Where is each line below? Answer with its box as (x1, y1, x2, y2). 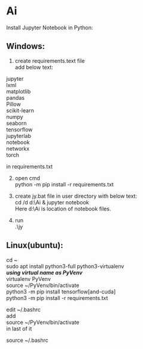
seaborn (6, 120, 27, 127)
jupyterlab (6, 132, 31, 139)
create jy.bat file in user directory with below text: (14, 192, 138, 200)
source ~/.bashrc (6, 336, 49, 344)
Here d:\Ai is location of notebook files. (14, 205, 111, 212)
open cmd (14, 174, 40, 182)
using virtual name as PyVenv (6, 269, 83, 276)
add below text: (14, 63, 54, 71)
